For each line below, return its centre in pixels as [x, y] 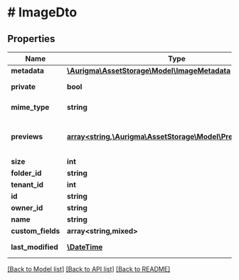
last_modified [34, 247]
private [23, 87]
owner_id [27, 208]
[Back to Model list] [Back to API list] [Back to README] [89, 269]
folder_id [26, 173]
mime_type [30, 107]
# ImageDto [42, 12]
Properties [31, 39]
